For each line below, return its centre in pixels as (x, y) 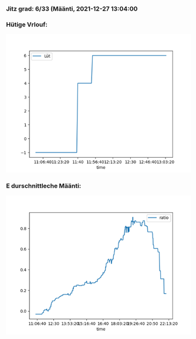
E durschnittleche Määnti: (44, 186)
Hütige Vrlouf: (27, 24)
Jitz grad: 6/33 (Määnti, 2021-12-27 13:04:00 (72, 9)
